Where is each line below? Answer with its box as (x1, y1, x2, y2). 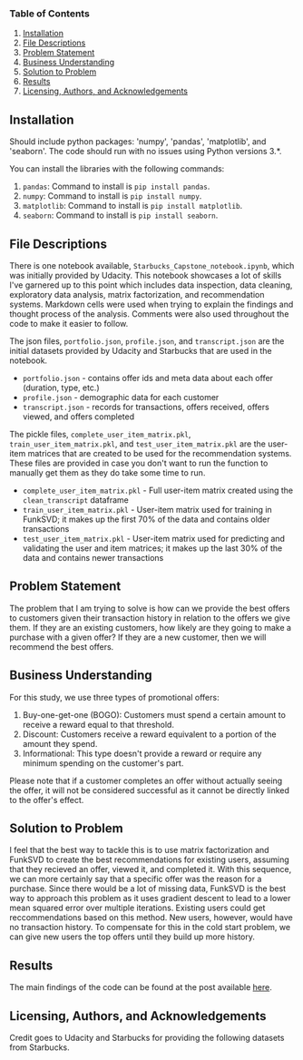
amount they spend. (22, 738, 98, 749)
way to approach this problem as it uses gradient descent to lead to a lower (9, 893, 291, 904)
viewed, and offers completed (22, 411, 135, 422)
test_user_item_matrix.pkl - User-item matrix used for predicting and (22, 533, 286, 544)
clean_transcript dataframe (22, 494, 129, 505)
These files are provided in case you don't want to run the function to (9, 457, 269, 468)
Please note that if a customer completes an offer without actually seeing (9, 775, 283, 786)
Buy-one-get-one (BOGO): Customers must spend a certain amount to (22, 709, 286, 720)
